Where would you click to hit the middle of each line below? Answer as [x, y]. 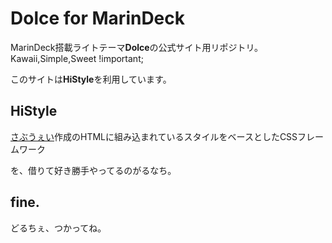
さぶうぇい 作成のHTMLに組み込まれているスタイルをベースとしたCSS [154, 136]
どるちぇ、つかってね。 [58, 228]
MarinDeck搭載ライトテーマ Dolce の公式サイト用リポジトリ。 [137, 47]
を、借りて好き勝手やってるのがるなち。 [93, 170]
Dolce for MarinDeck [98, 18]
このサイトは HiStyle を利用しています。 [91, 79]
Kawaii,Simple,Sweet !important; [77, 58]
